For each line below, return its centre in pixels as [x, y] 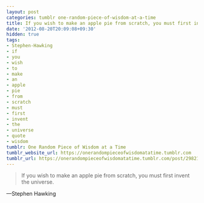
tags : [13, 40]
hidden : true [23, 35]
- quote [16, 136]
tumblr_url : [21, 158]
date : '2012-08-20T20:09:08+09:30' [51, 29]
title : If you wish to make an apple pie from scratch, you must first [99, 23]
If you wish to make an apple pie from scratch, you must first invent [105, 176]
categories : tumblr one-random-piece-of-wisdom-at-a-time [81, 18]
